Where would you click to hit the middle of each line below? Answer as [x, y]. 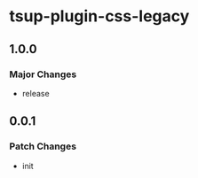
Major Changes [43, 74]
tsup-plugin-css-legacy [99, 16]
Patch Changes [43, 146]
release [36, 93]
